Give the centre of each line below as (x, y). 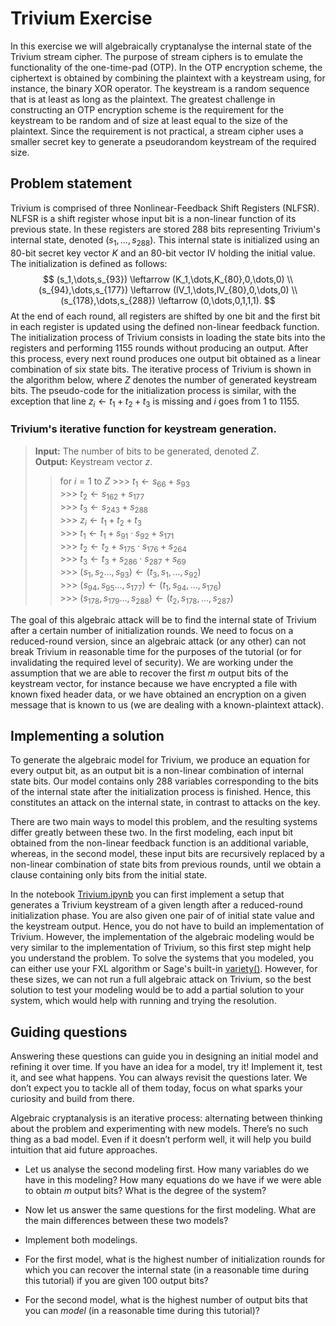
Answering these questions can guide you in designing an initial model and (164, 1056)
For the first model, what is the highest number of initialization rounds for (175, 1259)
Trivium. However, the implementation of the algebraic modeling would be (162, 937)
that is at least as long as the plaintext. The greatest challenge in (143, 99)
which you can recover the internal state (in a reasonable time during (166, 1270)
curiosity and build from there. (72, 1099)
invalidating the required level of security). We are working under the (152, 662)
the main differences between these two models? (126, 1221)
